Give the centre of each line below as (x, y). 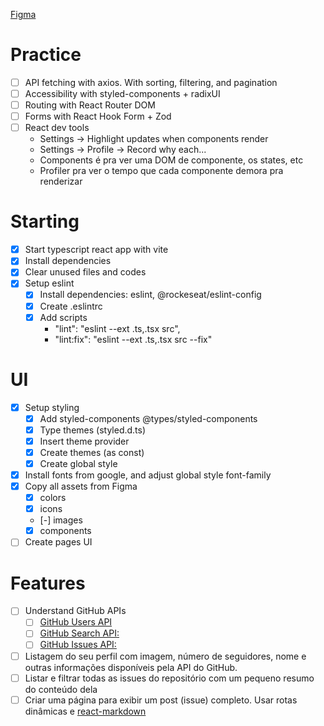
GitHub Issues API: (78, 645)
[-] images (61, 520)
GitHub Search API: (79, 633)
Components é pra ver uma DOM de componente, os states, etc (171, 160)
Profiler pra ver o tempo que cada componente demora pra (161, 171)
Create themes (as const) (92, 452)
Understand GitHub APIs (75, 611)
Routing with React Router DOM (90, 105)
